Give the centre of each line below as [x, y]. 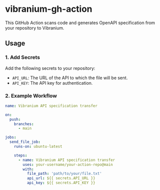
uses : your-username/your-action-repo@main [68, 164]
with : [28, 169]
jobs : [11, 137]
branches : [24, 124]
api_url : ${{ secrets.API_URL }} [61, 178]
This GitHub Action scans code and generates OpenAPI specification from [80, 23]
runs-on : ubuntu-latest [38, 147]
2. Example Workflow [31, 95]
